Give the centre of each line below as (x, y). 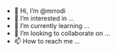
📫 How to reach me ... (47, 41)
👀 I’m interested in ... (44, 18)
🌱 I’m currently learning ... (52, 26)
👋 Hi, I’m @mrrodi (40, 11)
